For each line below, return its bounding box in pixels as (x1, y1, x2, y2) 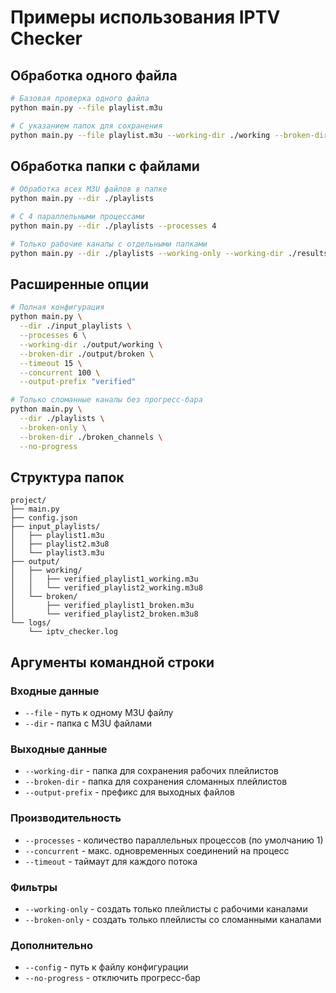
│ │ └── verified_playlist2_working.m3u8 (10, 583, 203, 593)
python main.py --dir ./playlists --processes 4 (10, 221, 217, 231)
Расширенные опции (10, 276, 149, 293)
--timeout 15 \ (19, 358, 83, 368)
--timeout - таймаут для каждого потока (24, 855, 198, 867)
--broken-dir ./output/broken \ (19, 349, 155, 359)
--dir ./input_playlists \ (19, 321, 132, 331)
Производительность (10, 811, 122, 825)
